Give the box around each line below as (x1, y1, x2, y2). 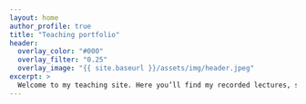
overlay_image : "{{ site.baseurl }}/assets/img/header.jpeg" (17, 64, 255, 73)
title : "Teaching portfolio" (9, 30, 120, 39)
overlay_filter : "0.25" (17, 55, 107, 64)
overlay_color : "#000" (17, 47, 104, 56)
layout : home (9, 13, 59, 23)
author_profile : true (9, 22, 92, 31)
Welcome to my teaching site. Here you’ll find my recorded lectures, (17, 80, 291, 90)
